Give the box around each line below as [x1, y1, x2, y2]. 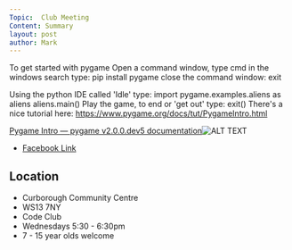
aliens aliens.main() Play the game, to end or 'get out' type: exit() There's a [9, 99, 283, 110]
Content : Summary [9, 21, 74, 30]
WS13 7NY [21, 202, 61, 212]
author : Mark [9, 37, 58, 47]
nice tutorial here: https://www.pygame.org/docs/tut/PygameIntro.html [9, 108, 268, 119]
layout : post [9, 29, 58, 38]
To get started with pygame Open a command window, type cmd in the [9, 62, 270, 73]
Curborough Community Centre [21, 193, 139, 204]
